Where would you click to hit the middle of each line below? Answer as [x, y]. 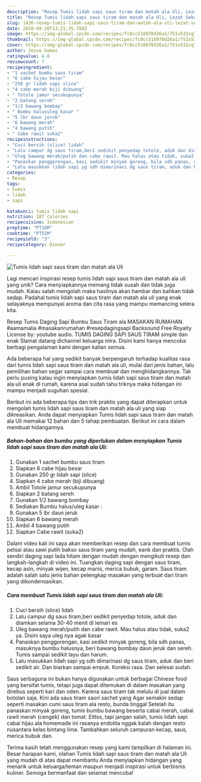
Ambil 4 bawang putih [42, 525]
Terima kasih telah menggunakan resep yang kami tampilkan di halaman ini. [100, 747]
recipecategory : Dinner [36, 244]
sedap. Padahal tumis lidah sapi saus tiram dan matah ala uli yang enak [94, 297]
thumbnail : [20, 39]
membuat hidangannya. [36, 427]
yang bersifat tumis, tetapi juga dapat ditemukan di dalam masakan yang [96, 685]
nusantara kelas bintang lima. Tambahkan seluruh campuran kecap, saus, [97, 729]
